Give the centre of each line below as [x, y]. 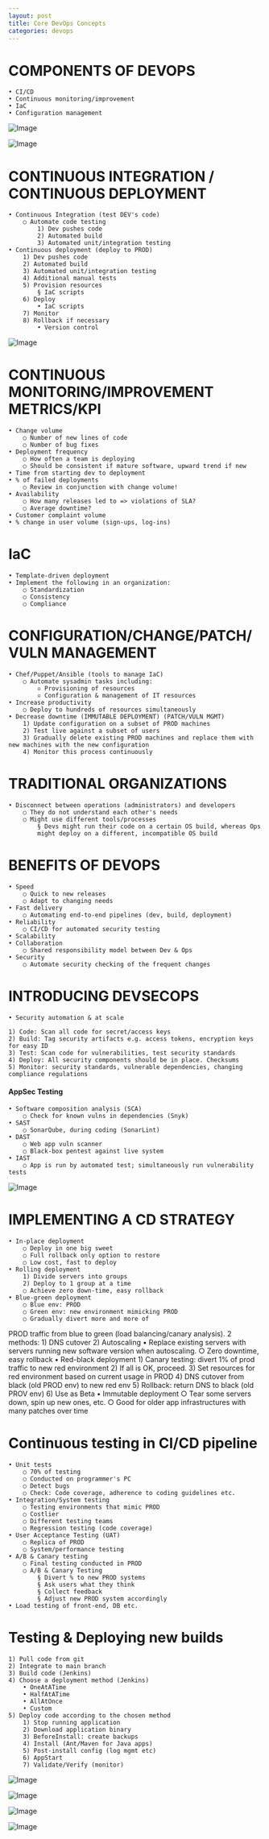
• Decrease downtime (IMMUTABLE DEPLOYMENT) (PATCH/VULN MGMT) [117, 717]
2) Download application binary [77, 1729]
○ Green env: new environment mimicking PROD [101, 1312]
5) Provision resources [63, 286]
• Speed [21, 887]
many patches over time [48, 1411]
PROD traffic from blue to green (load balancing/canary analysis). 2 [120, 1334]
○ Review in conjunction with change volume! [101, 487]
